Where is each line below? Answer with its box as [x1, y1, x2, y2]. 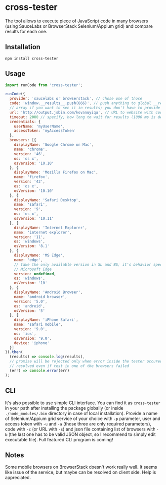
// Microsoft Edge [14, 267, 52, 272]
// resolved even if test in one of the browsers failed [9, 364, 129, 368]
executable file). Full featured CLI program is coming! [5, 436, 113, 442]
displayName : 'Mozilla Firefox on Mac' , [14, 170, 98, 175]
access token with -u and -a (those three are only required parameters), [5, 421, 152, 426]
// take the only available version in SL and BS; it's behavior [14, 262, 152, 267]
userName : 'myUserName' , [14, 123, 65, 129]
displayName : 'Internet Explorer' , [14, 225, 87, 230]
